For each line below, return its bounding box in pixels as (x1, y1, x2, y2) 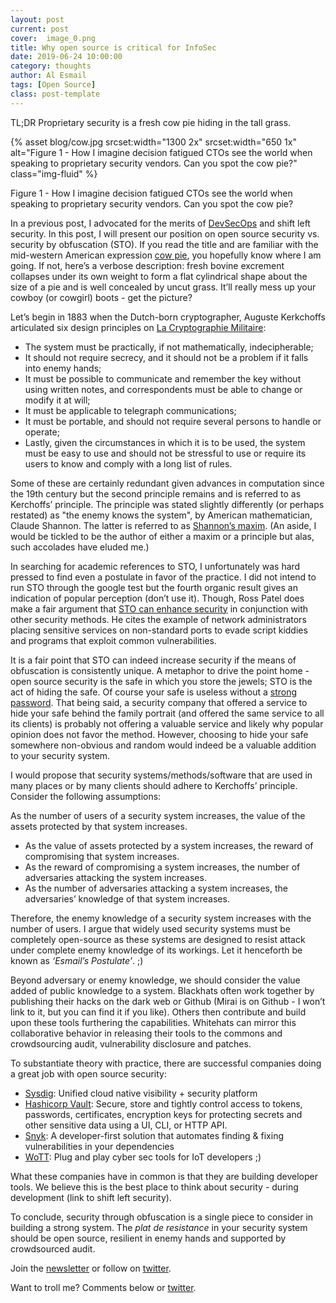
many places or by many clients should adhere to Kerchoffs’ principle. (10, 779, 298, 791)
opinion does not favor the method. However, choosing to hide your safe (10, 728, 309, 740)
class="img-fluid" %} (10, 167, 98, 180)
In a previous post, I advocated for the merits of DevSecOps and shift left (10, 217, 311, 229)
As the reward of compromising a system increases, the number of (24, 861, 301, 873)
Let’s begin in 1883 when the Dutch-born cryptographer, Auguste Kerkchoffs (10, 311, 326, 323)
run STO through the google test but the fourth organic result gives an (10, 581, 298, 593)
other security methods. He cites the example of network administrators (10, 613, 307, 625)
